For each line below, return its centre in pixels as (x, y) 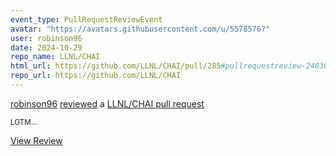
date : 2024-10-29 (46, 47)
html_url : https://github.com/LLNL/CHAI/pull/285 (116, 66)
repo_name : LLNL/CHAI (55, 57)
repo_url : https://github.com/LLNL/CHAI (96, 76)
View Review (36, 140)
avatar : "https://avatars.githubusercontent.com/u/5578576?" (140, 29)
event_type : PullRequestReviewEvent (86, 19)
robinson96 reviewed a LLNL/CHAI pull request (107, 103)
